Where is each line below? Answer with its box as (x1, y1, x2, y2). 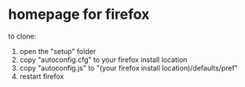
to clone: (8, 31, 37, 41)
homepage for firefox (8, 5, 150, 24)
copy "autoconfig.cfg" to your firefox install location (19, 55, 188, 64)
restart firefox (19, 71, 64, 81)
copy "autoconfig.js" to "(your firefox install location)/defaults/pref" (19, 63, 238, 72)
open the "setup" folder (19, 46, 97, 56)
